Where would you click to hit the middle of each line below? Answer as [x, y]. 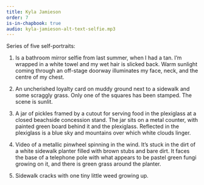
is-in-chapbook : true [34, 23]
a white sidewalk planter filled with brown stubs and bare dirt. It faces [102, 151]
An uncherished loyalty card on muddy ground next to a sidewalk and [102, 89]
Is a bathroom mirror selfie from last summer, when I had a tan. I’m [98, 58]
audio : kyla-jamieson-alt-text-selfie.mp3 [61, 29]
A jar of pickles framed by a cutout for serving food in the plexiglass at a [106, 113]
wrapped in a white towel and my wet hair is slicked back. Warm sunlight [106, 64]
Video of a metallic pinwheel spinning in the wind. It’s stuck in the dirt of [105, 145]
